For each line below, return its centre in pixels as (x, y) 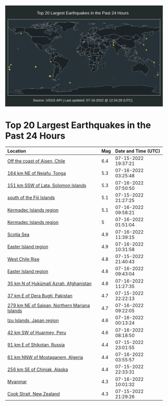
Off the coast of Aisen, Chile (36, 161)
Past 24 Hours (35, 136)
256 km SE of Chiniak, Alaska (38, 369)
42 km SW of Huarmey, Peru (37, 332)
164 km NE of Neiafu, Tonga (36, 173)
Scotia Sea (18, 234)
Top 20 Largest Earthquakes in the (78, 125)
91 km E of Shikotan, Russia (36, 345)
